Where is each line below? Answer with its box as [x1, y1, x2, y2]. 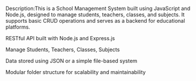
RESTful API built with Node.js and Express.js [5, 35, 115, 41]
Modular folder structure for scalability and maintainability [5, 69, 146, 75]
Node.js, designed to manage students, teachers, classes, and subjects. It [5, 11, 185, 18]
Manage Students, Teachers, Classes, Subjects [5, 46, 120, 53]
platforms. [5, 23, 31, 30]
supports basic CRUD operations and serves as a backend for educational [5, 17, 185, 24]
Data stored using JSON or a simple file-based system [5, 58, 138, 64]
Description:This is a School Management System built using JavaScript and [5, 5, 191, 12]
